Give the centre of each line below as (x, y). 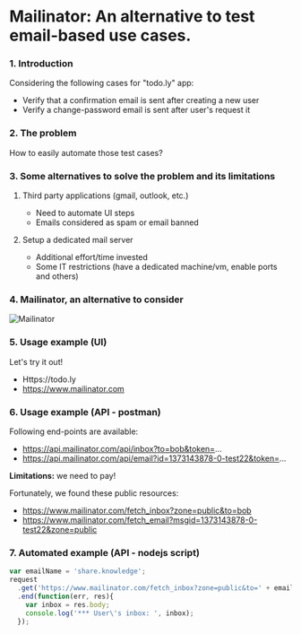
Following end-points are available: (74, 431)
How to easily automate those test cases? (86, 152)
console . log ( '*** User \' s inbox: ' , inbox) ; (110, 613)
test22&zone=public (60, 529)
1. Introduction (41, 64)
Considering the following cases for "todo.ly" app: (102, 83)
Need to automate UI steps (85, 213)
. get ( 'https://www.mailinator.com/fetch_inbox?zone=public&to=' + (144, 588)
